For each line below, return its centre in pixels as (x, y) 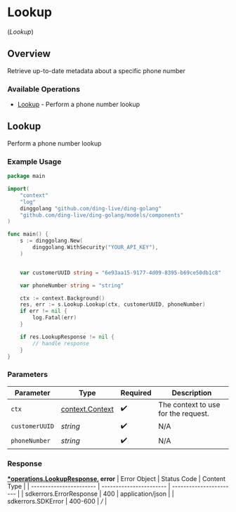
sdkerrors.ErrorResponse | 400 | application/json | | (99, 494)
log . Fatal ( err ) (55, 318)
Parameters (27, 375)
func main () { (28, 234)
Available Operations (44, 89)
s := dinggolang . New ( (51, 241)
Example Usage (34, 161)
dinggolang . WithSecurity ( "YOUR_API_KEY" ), (96, 248)
